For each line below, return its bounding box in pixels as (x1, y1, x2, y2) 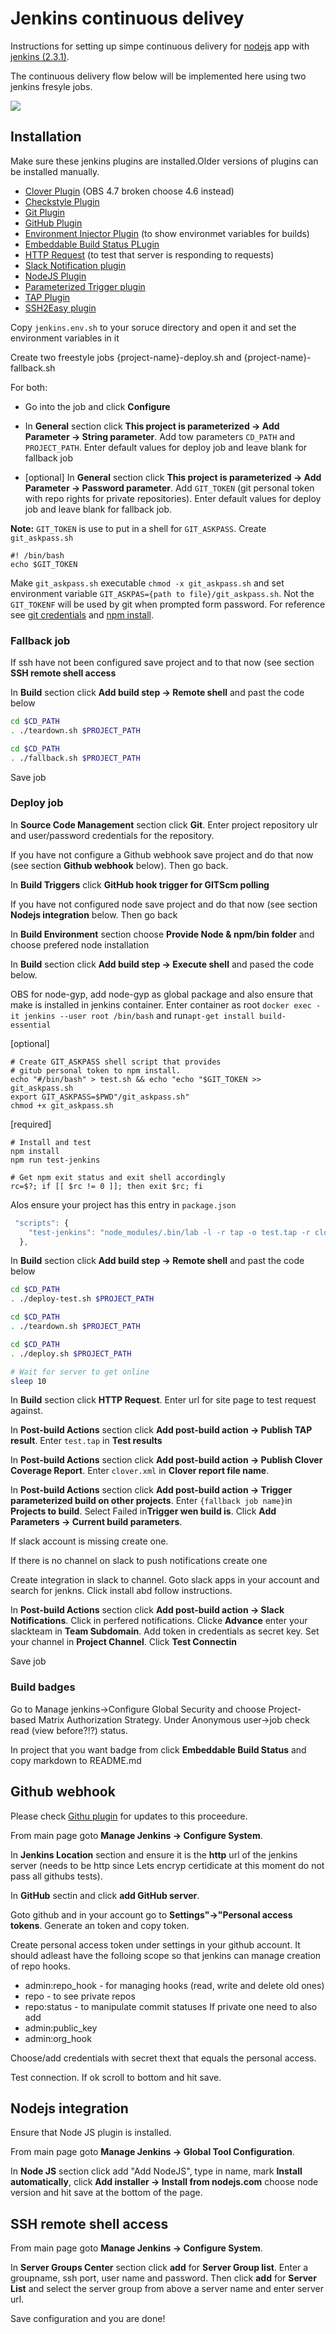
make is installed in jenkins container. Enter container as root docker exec (10, 998, 312, 1011)
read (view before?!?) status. (10, 1724, 129, 1736)
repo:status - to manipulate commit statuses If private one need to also (24, 2000, 318, 2012)
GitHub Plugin (24, 217, 83, 229)
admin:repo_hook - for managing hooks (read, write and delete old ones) (24, 1979, 325, 1991)
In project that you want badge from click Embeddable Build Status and (10, 1743, 307, 1756)
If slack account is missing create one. (10, 1535, 169, 1547)
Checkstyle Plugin (24, 195, 100, 207)
